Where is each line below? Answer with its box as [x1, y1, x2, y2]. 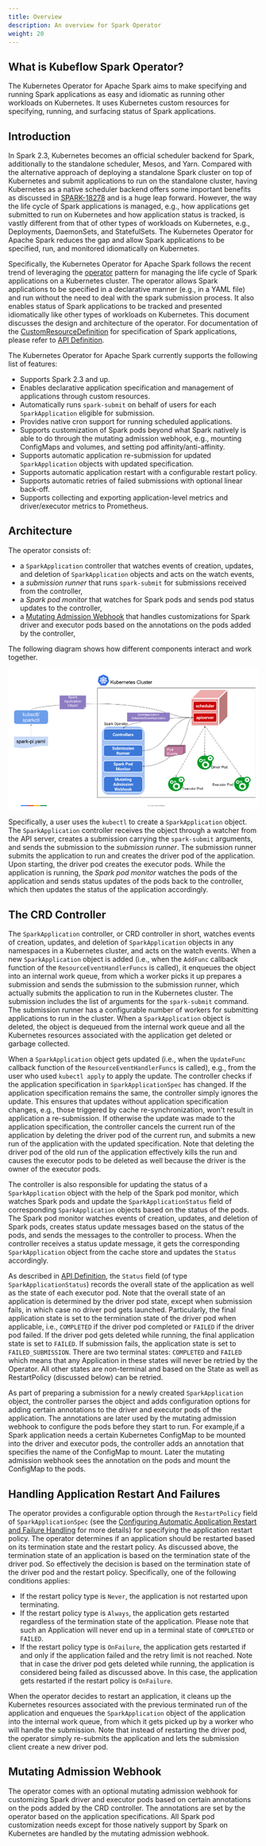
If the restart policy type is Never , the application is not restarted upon [19, 1591, 249, 1601]
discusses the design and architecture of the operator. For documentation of [8, 318, 258, 328]
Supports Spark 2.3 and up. [19, 375, 110, 384]
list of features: [8, 359, 58, 368]
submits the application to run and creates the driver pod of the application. [8, 851, 256, 861]
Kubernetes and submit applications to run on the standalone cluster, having [8, 176, 258, 185]
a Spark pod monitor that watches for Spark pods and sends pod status [19, 594, 255, 604]
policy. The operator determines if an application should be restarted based [8, 1533, 256, 1543]
